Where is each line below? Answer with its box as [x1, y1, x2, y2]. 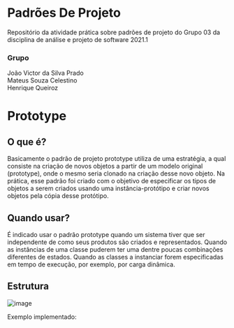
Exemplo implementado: [7, 313, 77, 321]
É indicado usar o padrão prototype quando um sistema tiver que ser [7, 231, 205, 239]
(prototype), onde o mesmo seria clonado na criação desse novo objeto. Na [7, 169, 226, 178]
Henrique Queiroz [7, 84, 59, 92]
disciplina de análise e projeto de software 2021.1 [7, 35, 149, 43]
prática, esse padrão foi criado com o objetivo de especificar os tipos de [7, 177, 217, 185]
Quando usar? [7, 212, 71, 224]
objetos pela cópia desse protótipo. [7, 192, 110, 200]
